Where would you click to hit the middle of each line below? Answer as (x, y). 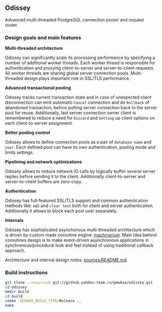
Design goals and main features (43, 38)
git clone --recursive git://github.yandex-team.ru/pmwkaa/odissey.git (79, 283)
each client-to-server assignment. (39, 123)
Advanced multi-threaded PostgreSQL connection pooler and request (74, 19)
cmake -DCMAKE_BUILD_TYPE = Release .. (43, 301)
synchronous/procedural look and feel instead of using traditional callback (79, 245)
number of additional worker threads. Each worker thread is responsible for (80, 63)
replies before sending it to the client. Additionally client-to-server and (75, 176)
